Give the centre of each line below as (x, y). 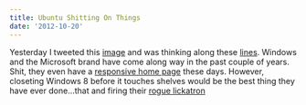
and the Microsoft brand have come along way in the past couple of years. (150, 62)
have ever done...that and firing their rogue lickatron (107, 91)
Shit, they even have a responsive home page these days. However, (137, 71)
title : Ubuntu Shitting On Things (75, 18)
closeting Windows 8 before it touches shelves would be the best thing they (152, 81)
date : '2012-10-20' (47, 26)
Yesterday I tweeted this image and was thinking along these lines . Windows (153, 52)
